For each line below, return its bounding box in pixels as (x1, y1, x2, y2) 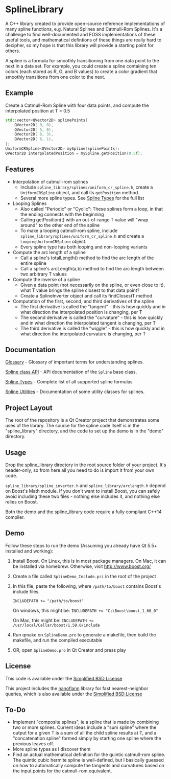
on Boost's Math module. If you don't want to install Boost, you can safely (5, 488, 160, 494)
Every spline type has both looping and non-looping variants (20, 244, 148, 250)
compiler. (5, 514, 25, 520)
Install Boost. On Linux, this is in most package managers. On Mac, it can (12, 558, 166, 564)
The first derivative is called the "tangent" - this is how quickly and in (20, 303, 166, 310)
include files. (12, 588, 40, 594)
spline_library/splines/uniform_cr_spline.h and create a (20, 233, 144, 239)
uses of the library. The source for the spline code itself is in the (5, 423, 140, 429)
